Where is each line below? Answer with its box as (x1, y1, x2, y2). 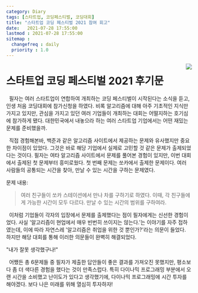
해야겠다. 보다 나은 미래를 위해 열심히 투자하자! (6, 281, 113, 288)
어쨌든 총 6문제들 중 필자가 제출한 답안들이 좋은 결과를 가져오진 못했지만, (8, 258, 176, 265)
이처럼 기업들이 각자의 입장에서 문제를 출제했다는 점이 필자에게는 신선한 (8, 211, 173, 218)
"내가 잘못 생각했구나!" (6, 246, 58, 253)
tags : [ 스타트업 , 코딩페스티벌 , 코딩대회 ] (6, 14, 95, 20)
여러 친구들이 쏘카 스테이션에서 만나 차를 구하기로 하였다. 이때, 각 (20, 191, 170, 198)
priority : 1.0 (11, 47, 49, 53)
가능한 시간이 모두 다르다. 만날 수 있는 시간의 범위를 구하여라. (27, 199, 167, 206)
